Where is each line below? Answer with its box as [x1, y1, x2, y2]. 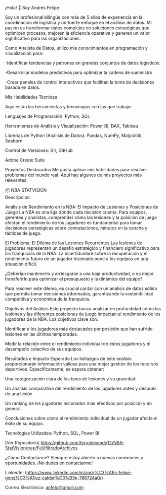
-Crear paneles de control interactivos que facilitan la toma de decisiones [5, 79, 155, 85]
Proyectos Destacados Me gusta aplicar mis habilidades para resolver [5, 167, 147, 172]
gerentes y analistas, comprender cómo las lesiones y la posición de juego [5, 214, 157, 220]
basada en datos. [5, 84, 41, 90]
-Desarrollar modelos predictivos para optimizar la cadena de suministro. [5, 70, 154, 75]
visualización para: [5, 50, 43, 56]
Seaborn [5, 138, 23, 143]
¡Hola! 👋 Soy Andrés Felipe [5, 5, 59, 10]
